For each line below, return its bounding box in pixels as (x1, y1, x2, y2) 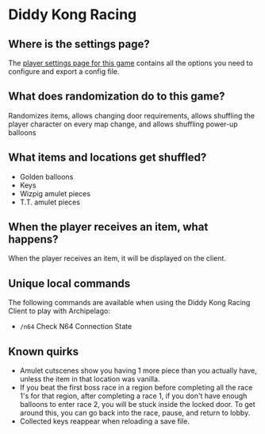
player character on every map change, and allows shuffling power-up (8, 119, 238, 129)
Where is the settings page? (8, 37, 150, 51)
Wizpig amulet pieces (19, 188, 91, 198)
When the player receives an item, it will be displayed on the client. (8, 254, 226, 263)
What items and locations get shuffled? (8, 151, 207, 165)
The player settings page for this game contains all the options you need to (8, 58, 254, 68)
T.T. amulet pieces (19, 197, 81, 207)
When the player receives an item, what (8, 220, 209, 234)
